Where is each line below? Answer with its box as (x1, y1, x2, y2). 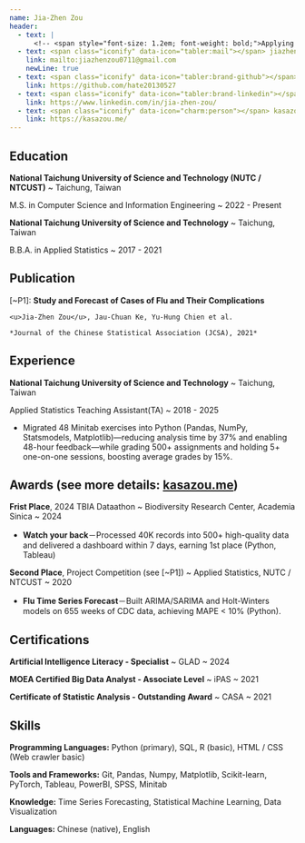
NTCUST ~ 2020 (9, 577, 73, 588)
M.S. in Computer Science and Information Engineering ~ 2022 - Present (9, 199, 282, 210)
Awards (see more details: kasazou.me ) (9, 477, 239, 492)
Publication (9, 271, 75, 286)
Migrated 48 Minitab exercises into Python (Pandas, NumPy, (22, 421, 248, 432)
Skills (9, 718, 41, 733)
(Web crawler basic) (9, 751, 85, 762)
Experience (9, 353, 75, 369)
